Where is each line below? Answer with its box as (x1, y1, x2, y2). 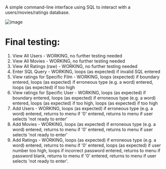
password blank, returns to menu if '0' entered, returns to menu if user (12, 153, 157, 159)
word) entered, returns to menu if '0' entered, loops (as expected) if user (12, 142, 161, 148)
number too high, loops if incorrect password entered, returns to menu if (12, 147, 161, 153)
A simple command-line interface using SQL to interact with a (5, 4, 131, 10)
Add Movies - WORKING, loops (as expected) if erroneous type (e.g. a (12, 121, 156, 127)
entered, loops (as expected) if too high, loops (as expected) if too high (12, 100, 158, 106)
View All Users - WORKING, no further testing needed (12, 53, 122, 58)
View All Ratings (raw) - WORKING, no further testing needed (12, 63, 138, 69)
